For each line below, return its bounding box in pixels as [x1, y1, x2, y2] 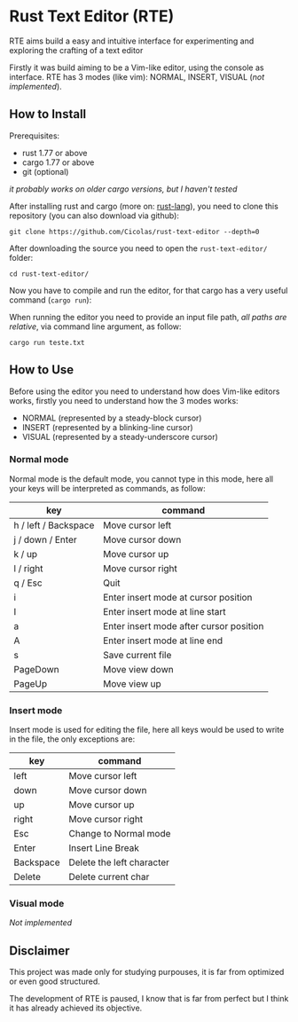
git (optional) [21, 166, 69, 177]
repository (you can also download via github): [9, 210, 180, 221]
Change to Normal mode [68, 828, 171, 840]
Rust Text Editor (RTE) [9, 6, 175, 27]
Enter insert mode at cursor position [103, 591, 253, 603]
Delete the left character [68, 856, 170, 869]
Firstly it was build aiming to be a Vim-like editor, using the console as [9, 62, 264, 73]
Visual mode [9, 898, 65, 910]
